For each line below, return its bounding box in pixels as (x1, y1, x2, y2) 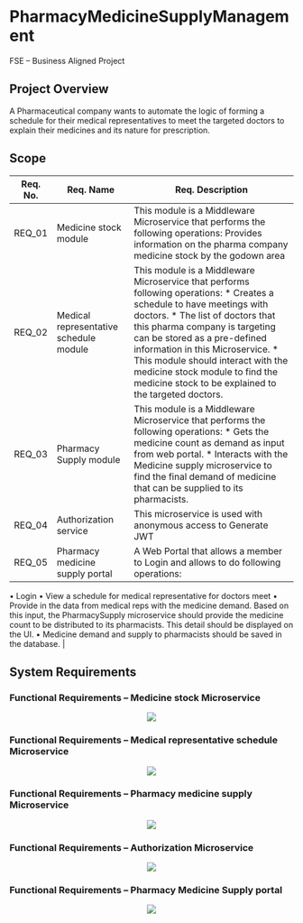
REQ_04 (14, 519, 48, 531)
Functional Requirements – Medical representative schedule (9, 734, 278, 746)
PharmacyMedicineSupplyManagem (9, 6, 290, 27)
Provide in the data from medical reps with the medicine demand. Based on (9, 600, 289, 611)
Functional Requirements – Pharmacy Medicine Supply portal (9, 884, 282, 897)
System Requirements (9, 664, 137, 679)
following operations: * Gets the (133, 425, 270, 438)
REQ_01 (14, 226, 48, 239)
